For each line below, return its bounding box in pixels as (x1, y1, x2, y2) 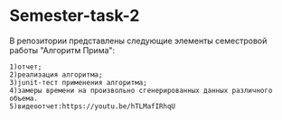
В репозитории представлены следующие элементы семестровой (9, 35, 268, 46)
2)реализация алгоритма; (9, 69, 103, 79)
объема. (9, 94, 39, 103)
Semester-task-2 (9, 5, 140, 26)
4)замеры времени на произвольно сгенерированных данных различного (9, 86, 273, 95)
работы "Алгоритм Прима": (9, 44, 116, 55)
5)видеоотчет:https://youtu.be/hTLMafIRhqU (9, 101, 176, 111)
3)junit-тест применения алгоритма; (9, 78, 147, 87)
